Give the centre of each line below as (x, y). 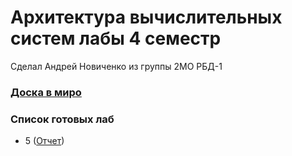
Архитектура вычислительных (146, 17)
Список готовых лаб (62, 119)
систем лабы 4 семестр (116, 38)
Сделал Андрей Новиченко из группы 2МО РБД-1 (116, 66)
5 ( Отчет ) (44, 141)
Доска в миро (46, 92)
